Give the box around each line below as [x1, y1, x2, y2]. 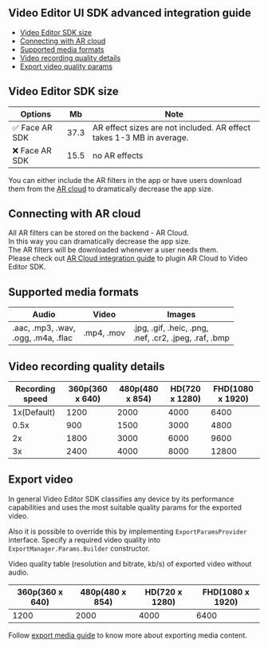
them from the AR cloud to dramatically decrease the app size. [8, 184, 214, 193]
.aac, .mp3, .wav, [12, 323, 76, 334]
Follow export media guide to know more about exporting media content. [8, 630, 247, 640]
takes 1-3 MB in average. [93, 132, 189, 143]
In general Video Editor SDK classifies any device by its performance [8, 494, 235, 503]
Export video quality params [19, 62, 113, 71]
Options [20, 108, 52, 119]
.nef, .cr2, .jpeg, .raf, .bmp [132, 332, 230, 344]
